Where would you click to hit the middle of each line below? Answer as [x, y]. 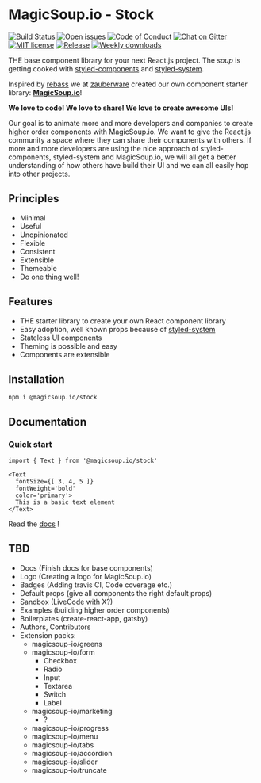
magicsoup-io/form [63, 652]
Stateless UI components [61, 338]
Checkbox [60, 660]
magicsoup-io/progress [70, 728]
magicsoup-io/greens [67, 644]
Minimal [33, 218]
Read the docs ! [34, 524]
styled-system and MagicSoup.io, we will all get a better [144, 157]
